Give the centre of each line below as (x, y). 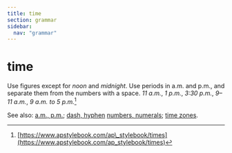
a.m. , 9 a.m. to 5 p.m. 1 (45, 101)
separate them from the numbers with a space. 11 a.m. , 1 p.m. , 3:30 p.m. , (110, 93)
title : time (24, 13)
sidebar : (20, 26)
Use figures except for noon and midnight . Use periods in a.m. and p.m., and (116, 86)
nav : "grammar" (35, 33)
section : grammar (32, 20)
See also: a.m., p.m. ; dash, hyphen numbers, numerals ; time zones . (103, 115)
